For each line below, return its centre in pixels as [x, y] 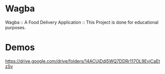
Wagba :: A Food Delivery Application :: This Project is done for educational [82, 22]
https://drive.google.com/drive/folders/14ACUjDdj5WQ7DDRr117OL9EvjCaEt [82, 61]
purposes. [16, 27]
